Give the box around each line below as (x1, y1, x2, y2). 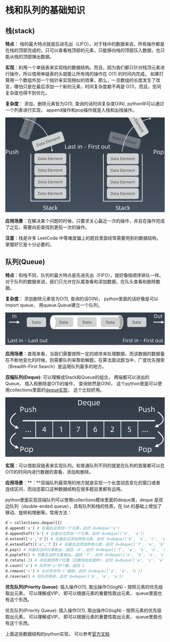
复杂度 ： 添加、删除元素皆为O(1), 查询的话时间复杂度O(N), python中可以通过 (5, 101, 164, 107)
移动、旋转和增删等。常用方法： (5, 509, 72, 516)
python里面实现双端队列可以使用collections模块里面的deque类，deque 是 (5, 497, 159, 503)
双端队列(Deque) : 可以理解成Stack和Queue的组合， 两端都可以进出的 (5, 374, 150, 380)
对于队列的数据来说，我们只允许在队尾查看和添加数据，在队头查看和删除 (5, 278, 156, 285)
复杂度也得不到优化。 (5, 90, 50, 96)
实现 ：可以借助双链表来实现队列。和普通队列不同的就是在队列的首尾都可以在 (5, 463, 165, 469)
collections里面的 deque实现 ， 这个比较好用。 (9, 387, 105, 393)
